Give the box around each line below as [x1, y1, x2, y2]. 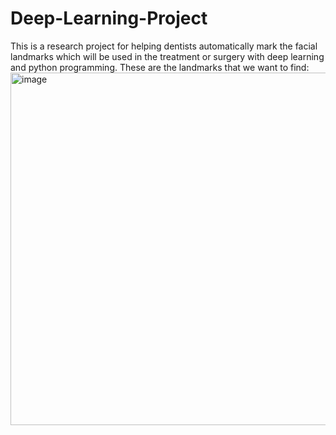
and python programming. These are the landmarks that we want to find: [10, 61, 310, 73]
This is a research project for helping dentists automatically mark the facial [10, 40, 318, 52]
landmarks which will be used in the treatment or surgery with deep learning [10, 50, 325, 62]
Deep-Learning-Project [10, 7, 208, 30]
